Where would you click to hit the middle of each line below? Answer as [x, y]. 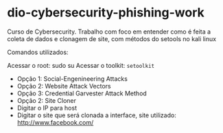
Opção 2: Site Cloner [47, 100]
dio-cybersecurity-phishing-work [106, 13]
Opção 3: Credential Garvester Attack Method [82, 93]
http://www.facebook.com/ [55, 122]
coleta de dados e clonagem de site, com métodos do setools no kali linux [112, 38]
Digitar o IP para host [47, 108]
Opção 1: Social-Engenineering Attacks [72, 78]
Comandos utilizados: [38, 52]
